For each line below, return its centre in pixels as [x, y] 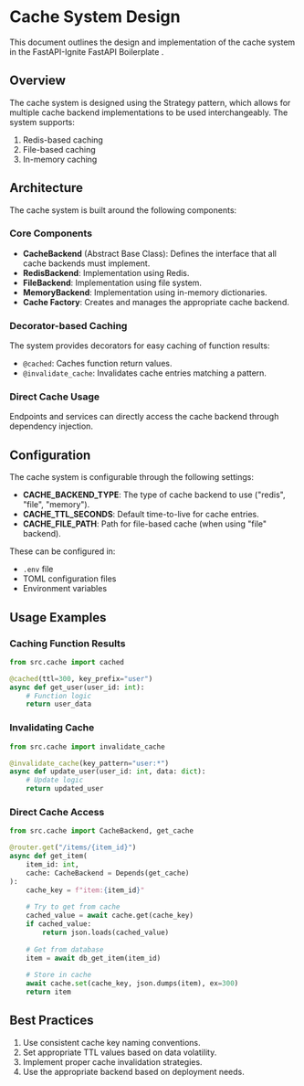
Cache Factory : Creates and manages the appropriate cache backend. [156, 302]
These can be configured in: [63, 551]
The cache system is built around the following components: [123, 210]
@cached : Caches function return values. [97, 364]
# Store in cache [59, 975]
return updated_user [65, 789]
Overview [38, 81]
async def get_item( [49, 857]
